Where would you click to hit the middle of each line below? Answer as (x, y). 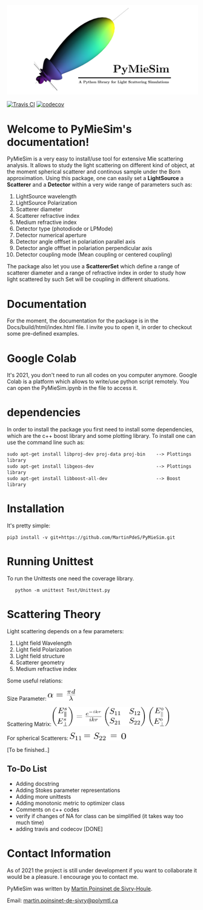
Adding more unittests (43, 796)
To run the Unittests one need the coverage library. (71, 578)
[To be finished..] (28, 750)
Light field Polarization (44, 650)
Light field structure (40, 656)
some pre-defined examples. (43, 334)
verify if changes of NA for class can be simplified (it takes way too (99, 816)
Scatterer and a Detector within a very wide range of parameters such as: (100, 185)
